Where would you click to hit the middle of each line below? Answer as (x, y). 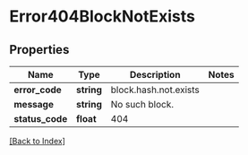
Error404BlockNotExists (102, 17)
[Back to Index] (37, 141)
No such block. (142, 104)
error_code (38, 90)
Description (155, 75)
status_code (41, 119)
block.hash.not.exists (155, 90)
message (34, 104)
